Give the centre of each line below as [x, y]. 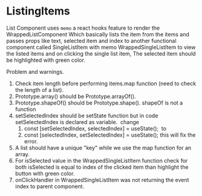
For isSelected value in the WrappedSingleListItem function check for [101, 160]
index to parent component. [50, 186]
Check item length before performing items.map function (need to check [106, 83]
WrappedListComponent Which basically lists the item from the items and [98, 34]
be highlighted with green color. [46, 60]
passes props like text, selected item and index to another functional [91, 41]
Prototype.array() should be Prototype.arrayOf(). [75, 96]
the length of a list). [39, 90]
